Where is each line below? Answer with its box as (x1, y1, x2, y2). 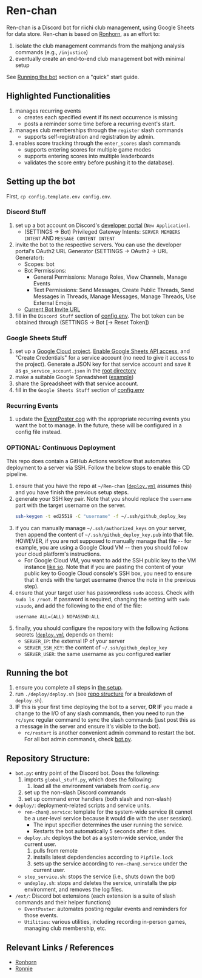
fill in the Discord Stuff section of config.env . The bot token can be (15, 312, 184, 320)
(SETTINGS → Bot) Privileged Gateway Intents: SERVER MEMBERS (24, 228, 181, 235)
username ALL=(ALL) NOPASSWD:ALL (15, 613, 100, 620)
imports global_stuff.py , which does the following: (24, 776, 153, 783)
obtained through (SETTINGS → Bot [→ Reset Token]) (15, 318, 150, 326)
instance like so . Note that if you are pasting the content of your (24, 563, 184, 570)
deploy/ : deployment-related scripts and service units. (15, 802, 151, 809)
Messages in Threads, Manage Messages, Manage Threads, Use (33, 293, 196, 300)
